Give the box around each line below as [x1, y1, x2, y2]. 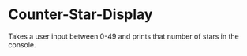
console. [8, 39, 37, 49]
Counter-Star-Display [8, 6, 153, 24]
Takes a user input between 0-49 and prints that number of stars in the [8, 32, 239, 41]
